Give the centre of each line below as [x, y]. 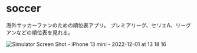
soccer [24, 8]
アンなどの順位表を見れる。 [40, 32]
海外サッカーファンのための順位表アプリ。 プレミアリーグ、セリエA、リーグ [99, 25]
